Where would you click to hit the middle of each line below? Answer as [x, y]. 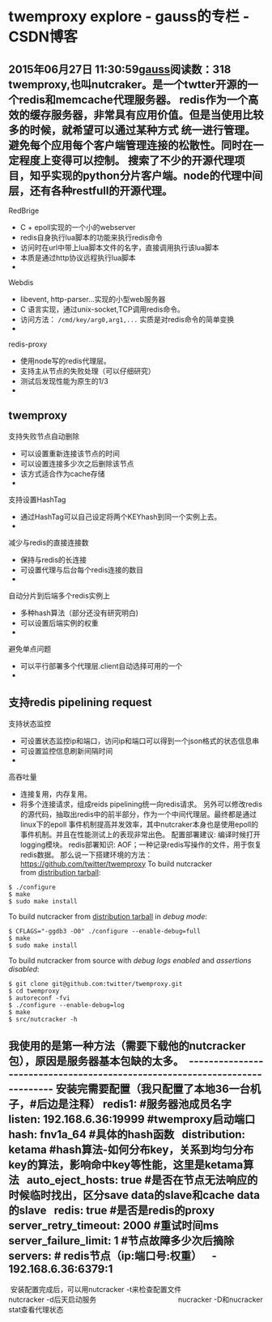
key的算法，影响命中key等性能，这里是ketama [126, 1165]
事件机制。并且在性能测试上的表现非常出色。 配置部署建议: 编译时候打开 [140, 834]
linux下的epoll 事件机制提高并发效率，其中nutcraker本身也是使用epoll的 [139, 824]
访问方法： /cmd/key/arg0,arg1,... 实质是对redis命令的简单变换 [127, 319]
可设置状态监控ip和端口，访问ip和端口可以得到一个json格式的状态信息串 [140, 741]
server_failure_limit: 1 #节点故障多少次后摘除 [121, 1241]
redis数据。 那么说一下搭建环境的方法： [86, 854]
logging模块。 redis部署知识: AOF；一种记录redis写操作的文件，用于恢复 [141, 844]
